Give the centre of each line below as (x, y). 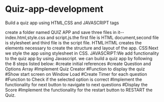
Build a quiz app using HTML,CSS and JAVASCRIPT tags (62, 23)
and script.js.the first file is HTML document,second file (103, 37)
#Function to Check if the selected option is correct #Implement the (74, 79)
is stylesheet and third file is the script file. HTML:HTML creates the (73, 42)
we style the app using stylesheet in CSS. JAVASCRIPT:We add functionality (82, 53)
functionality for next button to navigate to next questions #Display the (76, 84)
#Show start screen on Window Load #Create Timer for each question (76, 74)
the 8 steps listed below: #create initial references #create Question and (78, 64)
